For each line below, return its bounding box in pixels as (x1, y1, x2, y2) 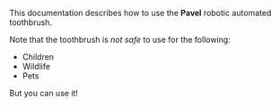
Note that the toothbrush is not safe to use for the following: (9, 35, 231, 45)
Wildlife (22, 62, 51, 71)
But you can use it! (9, 88, 79, 98)
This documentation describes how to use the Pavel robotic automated (9, 8, 272, 18)
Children (22, 52, 55, 62)
